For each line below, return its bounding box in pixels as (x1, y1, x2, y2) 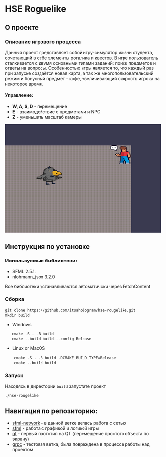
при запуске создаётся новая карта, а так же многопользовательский (5, 70, 154, 76)
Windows (12, 321, 32, 327)
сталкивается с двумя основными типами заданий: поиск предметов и (5, 60, 156, 65)
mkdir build (5, 313, 30, 318)
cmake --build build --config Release (11, 336, 92, 341)
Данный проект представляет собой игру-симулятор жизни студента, (5, 49, 154, 55)
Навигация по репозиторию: (5, 407, 98, 415)
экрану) (12, 436, 29, 442)
